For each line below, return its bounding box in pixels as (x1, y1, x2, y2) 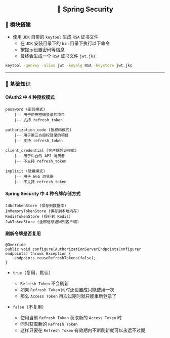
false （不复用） (12, 304, 47, 310)
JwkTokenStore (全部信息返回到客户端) (5, 219, 79, 224)
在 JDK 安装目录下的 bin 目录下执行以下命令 (20, 40, 110, 46)
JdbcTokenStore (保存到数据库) (5, 203, 67, 208)
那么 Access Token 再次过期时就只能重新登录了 (20, 293, 117, 299)
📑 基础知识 (5, 81, 31, 88)
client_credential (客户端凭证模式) (5, 148, 77, 153)
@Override (5, 242, 26, 248)
